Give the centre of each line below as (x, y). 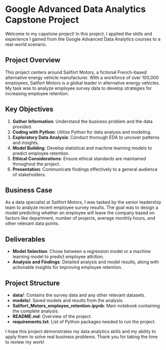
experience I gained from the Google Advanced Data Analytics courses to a (83, 39)
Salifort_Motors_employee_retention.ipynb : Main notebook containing (86, 306)
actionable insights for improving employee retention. (67, 267)
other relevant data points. (32, 223)
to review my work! (25, 342)
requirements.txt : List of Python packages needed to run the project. (84, 322)
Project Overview (33, 60)
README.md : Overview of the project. (52, 316)
